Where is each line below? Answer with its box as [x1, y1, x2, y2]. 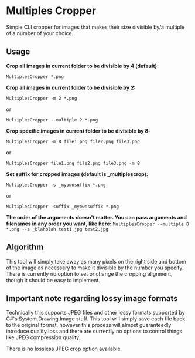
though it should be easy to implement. [6, 276, 101, 283]
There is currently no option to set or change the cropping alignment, [6, 270, 173, 277]
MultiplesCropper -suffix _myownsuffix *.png [6, 204, 119, 210]
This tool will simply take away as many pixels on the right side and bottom [6, 258, 186, 265]
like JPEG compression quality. [6, 334, 81, 341]
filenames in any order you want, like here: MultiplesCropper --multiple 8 [6, 220, 189, 227]
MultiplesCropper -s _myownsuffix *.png [6, 182, 107, 188]
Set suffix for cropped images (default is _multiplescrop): [6, 170, 148, 177]
